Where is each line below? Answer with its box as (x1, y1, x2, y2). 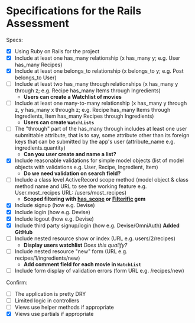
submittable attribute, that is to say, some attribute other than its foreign (14, 132, 190, 139)
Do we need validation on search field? (23, 170, 121, 177)
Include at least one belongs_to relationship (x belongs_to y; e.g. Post (14, 67, 184, 75)
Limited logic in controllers (14, 297, 80, 304)
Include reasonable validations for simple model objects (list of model (14, 157, 184, 164)
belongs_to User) (14, 74, 57, 81)
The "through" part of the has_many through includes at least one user (14, 125, 187, 133)
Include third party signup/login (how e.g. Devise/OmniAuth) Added (14, 222, 180, 229)
